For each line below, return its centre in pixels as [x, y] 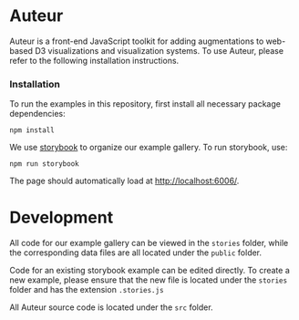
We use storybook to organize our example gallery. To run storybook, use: [149, 148]
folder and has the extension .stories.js [87, 290]
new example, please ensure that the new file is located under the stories [149, 280]
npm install [32, 130]
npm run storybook [44, 164]
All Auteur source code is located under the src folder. [111, 307]
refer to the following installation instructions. [94, 60]
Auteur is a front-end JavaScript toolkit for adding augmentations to [137, 41]
